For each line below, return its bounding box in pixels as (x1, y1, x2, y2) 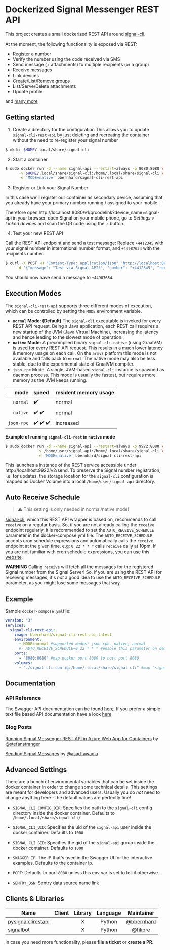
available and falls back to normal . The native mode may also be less (12, 355, 155, 361)
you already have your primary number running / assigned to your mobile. (5, 200, 159, 206)
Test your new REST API (12, 230, 63, 236)
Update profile (12, 88, 43, 94)
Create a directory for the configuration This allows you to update (12, 126, 149, 132)
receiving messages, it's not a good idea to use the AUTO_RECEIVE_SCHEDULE (5, 574, 161, 581)
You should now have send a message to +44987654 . (5, 275, 114, 280)
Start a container (12, 156, 48, 162)
